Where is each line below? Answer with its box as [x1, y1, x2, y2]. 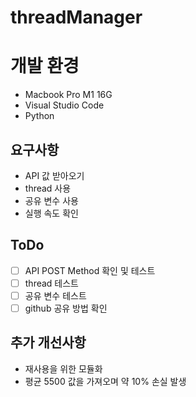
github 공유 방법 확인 [24, 302, 108, 314]
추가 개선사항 [10, 334, 87, 351]
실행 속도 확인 [24, 207, 79, 219]
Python [24, 110, 55, 122]
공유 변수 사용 [24, 194, 79, 206]
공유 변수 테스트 [24, 289, 87, 301]
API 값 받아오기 [24, 169, 85, 181]
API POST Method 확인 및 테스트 [24, 264, 156, 276]
